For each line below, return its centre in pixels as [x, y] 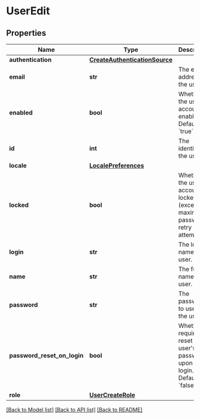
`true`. [187, 131]
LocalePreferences [117, 165]
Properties [26, 33]
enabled [21, 113]
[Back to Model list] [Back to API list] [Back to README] [74, 410]
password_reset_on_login [46, 356]
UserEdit [28, 11]
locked [19, 205]
